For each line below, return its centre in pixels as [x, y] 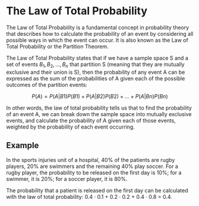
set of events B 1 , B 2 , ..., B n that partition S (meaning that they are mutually [96, 65]
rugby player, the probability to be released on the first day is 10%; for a [94, 172]
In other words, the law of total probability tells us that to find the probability [99, 108]
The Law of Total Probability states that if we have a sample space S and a [97, 58]
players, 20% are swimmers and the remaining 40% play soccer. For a [92, 166]
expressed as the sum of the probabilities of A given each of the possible [96, 78]
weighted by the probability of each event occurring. [70, 127]
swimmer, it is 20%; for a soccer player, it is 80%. [67, 179]
